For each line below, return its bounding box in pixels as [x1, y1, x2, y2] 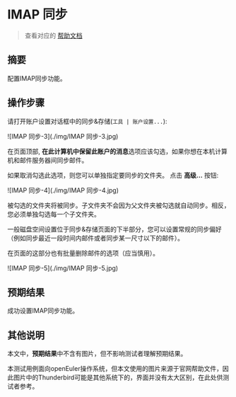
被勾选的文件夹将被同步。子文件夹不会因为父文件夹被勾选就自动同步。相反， [7, 201, 230, 209]
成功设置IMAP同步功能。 [7, 306, 79, 315]
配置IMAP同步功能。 [7, 74, 67, 82]
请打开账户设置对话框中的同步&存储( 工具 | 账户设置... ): [7, 117, 167, 125]
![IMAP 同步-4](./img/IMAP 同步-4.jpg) [7, 185, 119, 195]
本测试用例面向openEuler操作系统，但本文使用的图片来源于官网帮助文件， [7, 364, 223, 373]
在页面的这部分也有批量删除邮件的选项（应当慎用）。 [7, 248, 159, 257]
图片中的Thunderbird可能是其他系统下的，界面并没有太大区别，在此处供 [13, 373, 223, 382]
